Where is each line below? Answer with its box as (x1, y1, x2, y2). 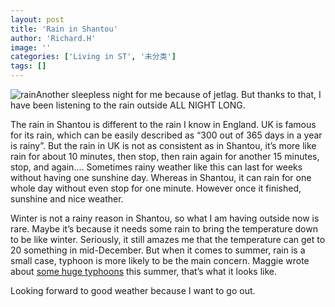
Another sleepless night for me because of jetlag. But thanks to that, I (35, 89, 322, 100)
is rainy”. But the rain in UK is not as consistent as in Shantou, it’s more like (10, 140, 317, 151)
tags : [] (10, 61, 47, 71)
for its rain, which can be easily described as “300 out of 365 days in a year (10, 129, 323, 141)
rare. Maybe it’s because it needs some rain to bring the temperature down (10, 223, 318, 235)
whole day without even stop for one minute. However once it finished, (10, 182, 302, 194)
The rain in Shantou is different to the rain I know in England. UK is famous (10, 119, 317, 130)
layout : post (10, 14, 65, 25)
